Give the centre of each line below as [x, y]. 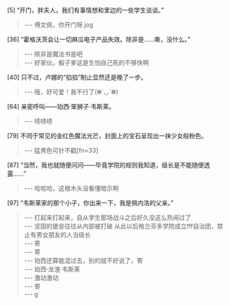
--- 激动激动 [41, 278]
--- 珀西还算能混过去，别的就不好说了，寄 [83, 261]
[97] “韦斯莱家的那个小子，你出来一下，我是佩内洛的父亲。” [90, 203]
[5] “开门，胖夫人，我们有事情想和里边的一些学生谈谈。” [85, 10]
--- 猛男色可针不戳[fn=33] [61, 150]
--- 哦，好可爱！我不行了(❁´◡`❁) [71, 92]
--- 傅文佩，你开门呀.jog [59, 25]
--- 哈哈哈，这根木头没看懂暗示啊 [71, 188]
